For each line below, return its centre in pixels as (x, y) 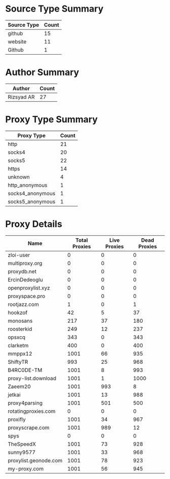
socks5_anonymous (32, 201)
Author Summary (42, 73)
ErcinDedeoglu (25, 280)
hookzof (18, 313)
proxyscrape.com (29, 427)
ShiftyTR (18, 362)
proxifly (17, 419)
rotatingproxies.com (32, 411)
